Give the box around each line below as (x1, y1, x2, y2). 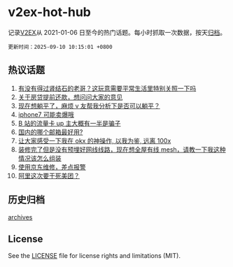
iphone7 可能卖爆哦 (17, 110, 74, 119)
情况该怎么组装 (17, 154, 62, 162)
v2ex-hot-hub (8, 4, 92, 20)
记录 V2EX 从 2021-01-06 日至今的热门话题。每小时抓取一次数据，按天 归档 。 (8, 28, 227, 36)
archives (8, 212, 33, 221)
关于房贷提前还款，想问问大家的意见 (17, 92, 123, 101)
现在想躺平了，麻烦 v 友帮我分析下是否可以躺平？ (17, 101, 160, 110)
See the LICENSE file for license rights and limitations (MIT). (8, 252, 181, 260)
